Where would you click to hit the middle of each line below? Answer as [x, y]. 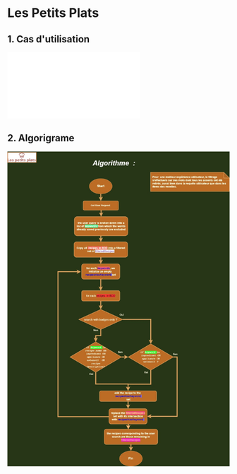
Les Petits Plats [53, 13]
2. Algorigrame [41, 138]
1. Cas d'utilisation [49, 39]
